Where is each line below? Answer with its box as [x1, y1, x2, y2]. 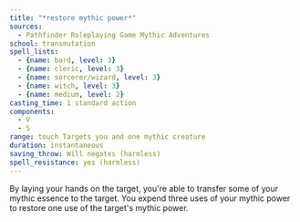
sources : [9, 22, 43, 31]
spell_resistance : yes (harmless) [9, 157, 141, 167]
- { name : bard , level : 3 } [17, 56, 117, 65]
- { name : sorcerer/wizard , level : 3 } [17, 73, 161, 82]
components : [9, 107, 55, 116]
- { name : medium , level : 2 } [17, 90, 125, 99]
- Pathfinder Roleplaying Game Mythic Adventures [17, 30, 210, 39]
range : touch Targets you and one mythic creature [9, 132, 206, 142]
